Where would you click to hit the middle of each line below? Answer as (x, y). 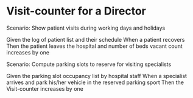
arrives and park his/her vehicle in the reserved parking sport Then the (95, 82)
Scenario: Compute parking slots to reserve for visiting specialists (89, 64)
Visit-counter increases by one (45, 88)
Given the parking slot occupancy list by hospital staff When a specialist (97, 76)
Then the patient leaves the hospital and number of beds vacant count (94, 46)
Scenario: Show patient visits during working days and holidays (86, 28)
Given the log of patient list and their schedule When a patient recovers (96, 39)
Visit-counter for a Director (76, 11)
